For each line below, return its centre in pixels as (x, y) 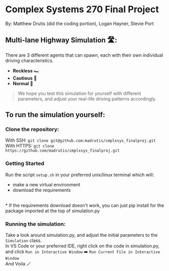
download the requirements (42, 190)
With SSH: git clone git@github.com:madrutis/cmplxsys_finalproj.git (81, 140)
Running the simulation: (35, 224)
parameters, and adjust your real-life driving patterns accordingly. (87, 98)
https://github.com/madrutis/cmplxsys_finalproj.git (63, 151)
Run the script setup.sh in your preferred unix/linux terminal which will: (80, 175)
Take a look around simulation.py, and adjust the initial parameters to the (82, 235)
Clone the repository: (32, 130)
